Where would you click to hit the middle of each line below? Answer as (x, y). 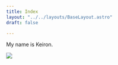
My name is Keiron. (30, 44)
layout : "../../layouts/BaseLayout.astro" (59, 17)
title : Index (22, 12)
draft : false (22, 22)
